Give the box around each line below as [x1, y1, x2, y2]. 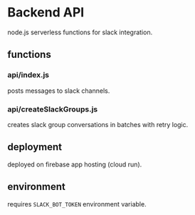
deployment [7, 141, 63, 154]
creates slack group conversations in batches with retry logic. [7, 120, 189, 129]
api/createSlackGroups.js [7, 104, 98, 114]
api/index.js [7, 70, 50, 80]
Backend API [7, 4, 85, 21]
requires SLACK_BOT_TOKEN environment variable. [7, 199, 147, 208]
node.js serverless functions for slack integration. [7, 28, 153, 36]
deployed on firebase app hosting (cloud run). [7, 160, 142, 169]
